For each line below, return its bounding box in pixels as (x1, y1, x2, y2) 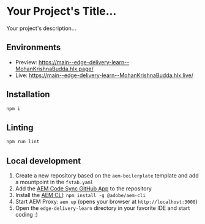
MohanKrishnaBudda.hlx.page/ (15, 65, 94, 72)
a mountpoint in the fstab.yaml (15, 178, 94, 185)
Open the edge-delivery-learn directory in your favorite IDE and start (15, 204, 190, 212)
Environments (6, 42, 61, 53)
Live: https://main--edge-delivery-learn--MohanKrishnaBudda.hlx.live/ (15, 72, 194, 79)
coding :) (15, 211, 39, 218)
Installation (6, 89, 50, 100)
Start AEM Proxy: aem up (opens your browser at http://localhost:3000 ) (15, 198, 198, 205)
